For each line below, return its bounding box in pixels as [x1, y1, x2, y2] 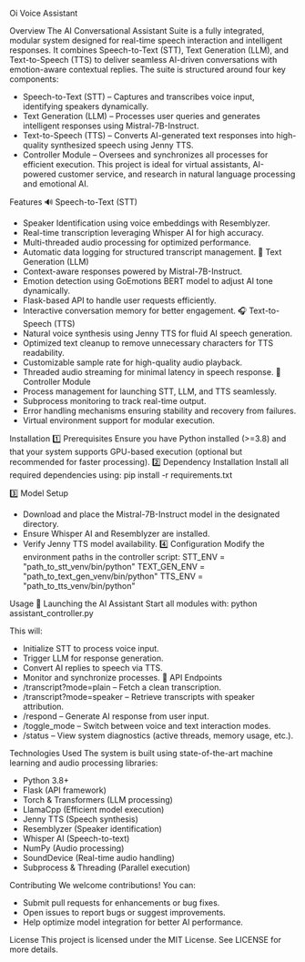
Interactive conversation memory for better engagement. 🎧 [22, 305, 248, 316]
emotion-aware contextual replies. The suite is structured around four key [9, 64, 287, 75]
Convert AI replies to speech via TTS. [22, 663, 164, 673]
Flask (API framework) [22, 785, 107, 795]
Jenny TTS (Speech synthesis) [22, 814, 139, 825]
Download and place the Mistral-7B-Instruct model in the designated [22, 509, 280, 520]
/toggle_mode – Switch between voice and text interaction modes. [22, 721, 271, 731]
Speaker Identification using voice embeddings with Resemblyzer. [22, 218, 270, 228]
